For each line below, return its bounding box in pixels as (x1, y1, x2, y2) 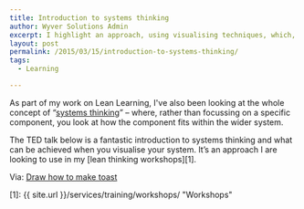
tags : (9, 56, 30, 65)
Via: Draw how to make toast (9, 171, 118, 183)
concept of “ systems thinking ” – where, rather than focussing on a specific (9, 107, 290, 118)
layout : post (9, 38, 59, 48)
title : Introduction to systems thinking (9, 13, 170, 23)
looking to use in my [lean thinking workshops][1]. (9, 153, 197, 164)
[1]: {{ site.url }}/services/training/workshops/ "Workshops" (9, 189, 233, 200)
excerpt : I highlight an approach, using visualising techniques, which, (9, 30, 297, 39)
